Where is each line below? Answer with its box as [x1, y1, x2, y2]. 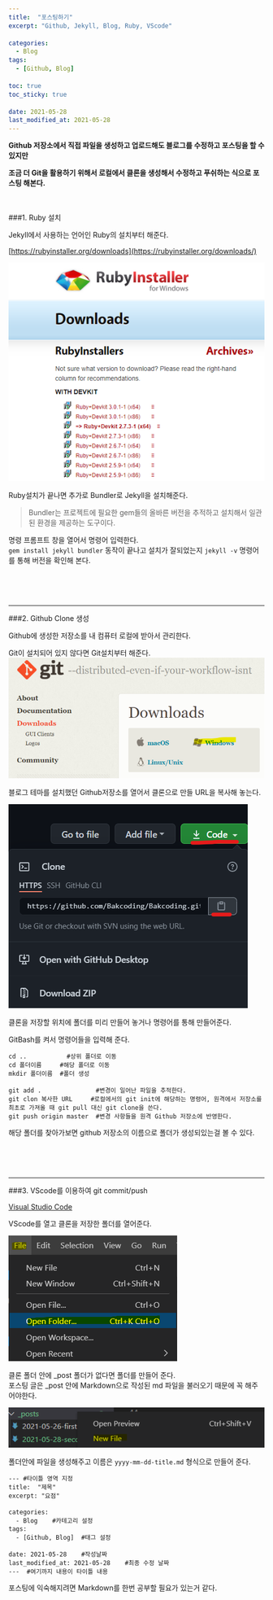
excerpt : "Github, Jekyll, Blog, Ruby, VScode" [8, 21, 173, 30]
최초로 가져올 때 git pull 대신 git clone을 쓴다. [8, 1104, 163, 1112]
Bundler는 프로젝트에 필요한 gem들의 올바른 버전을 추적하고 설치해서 [28, 507, 248, 517]
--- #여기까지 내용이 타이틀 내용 [8, 1567, 108, 1576]
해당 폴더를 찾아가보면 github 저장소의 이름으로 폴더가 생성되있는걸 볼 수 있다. [8, 1127, 255, 1137]
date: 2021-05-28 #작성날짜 [8, 1550, 108, 1558]
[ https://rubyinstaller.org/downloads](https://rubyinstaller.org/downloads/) [8, 247, 258, 256]
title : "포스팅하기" [8, 13, 73, 21]
